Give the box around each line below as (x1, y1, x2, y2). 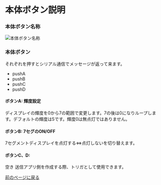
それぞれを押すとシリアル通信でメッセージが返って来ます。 (5, 61, 125, 67)
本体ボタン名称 (5, 23, 41, 30)
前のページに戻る (5, 175, 40, 181)
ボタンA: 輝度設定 (5, 98, 41, 104)
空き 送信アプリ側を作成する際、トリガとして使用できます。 (5, 164, 127, 170)
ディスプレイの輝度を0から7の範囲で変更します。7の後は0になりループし (5, 110, 152, 116)
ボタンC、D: (5, 152, 30, 158)
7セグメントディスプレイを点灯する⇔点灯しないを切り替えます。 (5, 140, 137, 146)
